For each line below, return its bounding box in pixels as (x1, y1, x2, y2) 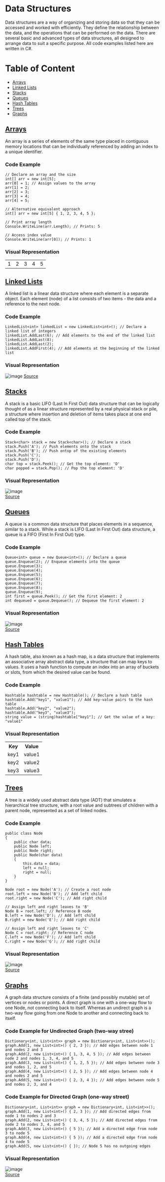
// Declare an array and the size (5, 172, 76, 177)
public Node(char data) (14, 853, 63, 857)
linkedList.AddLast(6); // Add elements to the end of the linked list (5, 333, 155, 338)
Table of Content (5, 63, 75, 74)
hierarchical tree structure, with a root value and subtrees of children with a (5, 802, 158, 808)
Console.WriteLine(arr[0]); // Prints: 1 (5, 237, 92, 242)
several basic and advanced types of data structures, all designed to (5, 35, 144, 41)
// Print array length (5, 219, 52, 225)
